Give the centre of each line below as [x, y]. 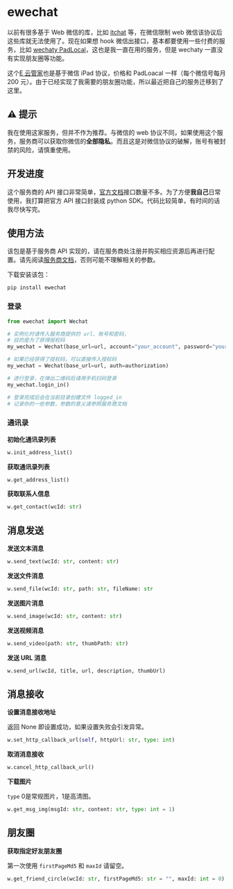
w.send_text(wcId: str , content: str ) [63, 562]
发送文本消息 [25, 549]
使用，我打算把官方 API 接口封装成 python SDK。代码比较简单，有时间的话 [114, 200]
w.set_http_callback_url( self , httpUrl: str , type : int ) [91, 740]
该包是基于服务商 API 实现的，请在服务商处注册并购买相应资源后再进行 [108, 251]
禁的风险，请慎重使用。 [41, 149]
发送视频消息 [25, 630]
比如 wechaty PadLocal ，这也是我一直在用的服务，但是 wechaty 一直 [118, 49]
